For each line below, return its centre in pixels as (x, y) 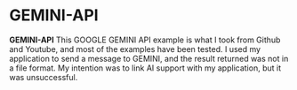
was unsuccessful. (44, 77)
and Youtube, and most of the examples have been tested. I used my (135, 49)
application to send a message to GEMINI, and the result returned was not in (149, 58)
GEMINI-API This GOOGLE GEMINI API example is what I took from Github (145, 40)
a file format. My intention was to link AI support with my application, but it (145, 68)
